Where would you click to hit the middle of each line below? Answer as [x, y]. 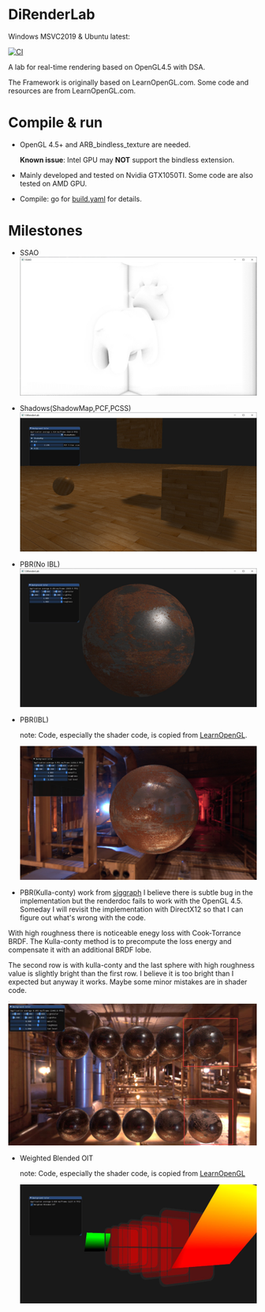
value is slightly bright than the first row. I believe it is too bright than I [121, 974]
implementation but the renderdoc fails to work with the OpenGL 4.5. [131, 901]
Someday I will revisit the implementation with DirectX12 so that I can [131, 909]
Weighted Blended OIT [56, 1158]
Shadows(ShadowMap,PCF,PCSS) [75, 408]
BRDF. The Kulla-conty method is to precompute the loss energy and [120, 942]
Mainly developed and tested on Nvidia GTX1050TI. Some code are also [136, 175]
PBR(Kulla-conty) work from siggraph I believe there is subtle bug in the [136, 893]
